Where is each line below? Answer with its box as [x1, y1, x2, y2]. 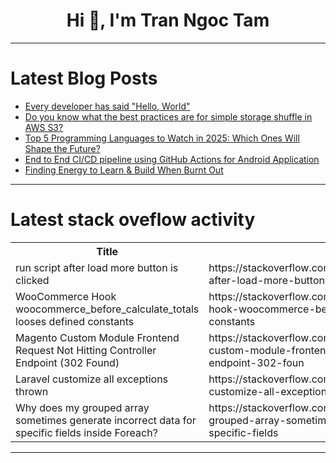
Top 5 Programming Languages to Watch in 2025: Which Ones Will [24, 132, 300, 144]
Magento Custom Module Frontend [15, 330, 180, 344]
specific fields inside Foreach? [15, 425, 158, 439]
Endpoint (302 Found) [15, 355, 120, 369]
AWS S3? [24, 121, 64, 133]
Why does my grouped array [15, 400, 150, 414]
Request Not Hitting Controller [15, 343, 157, 357]
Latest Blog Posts [10, 67, 158, 90]
